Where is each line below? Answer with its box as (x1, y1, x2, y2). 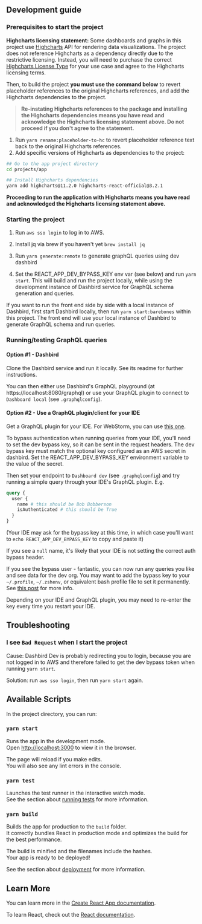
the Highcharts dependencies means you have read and (21, 111, 165, 119)
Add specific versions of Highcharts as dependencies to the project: (14, 149, 185, 156)
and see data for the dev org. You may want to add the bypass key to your (6, 571, 191, 579)
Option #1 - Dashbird (6, 351, 59, 358)
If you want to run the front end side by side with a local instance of (6, 302, 174, 309)
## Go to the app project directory (6, 160, 98, 167)
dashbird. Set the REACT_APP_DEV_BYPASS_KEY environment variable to (6, 454, 189, 461)
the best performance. (6, 836, 62, 843)
